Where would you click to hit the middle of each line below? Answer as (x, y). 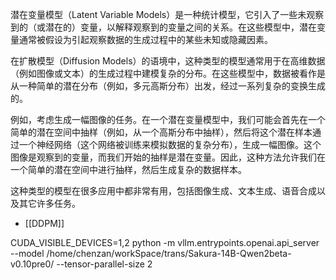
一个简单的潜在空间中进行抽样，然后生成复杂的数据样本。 (128, 169)
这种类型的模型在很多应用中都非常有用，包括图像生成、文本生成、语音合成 (163, 191)
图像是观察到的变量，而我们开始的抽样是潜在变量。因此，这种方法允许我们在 (168, 157)
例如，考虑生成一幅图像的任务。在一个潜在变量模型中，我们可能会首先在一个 (168, 119)
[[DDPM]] (44, 223)
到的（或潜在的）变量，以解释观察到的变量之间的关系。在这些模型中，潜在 (163, 27)
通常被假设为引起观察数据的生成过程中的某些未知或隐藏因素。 (145, 39)
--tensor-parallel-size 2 (104, 264)
